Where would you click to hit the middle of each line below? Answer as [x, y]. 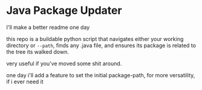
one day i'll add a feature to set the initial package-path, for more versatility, [101, 75]
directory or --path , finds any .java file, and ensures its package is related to [101, 45]
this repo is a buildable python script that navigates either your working [95, 39]
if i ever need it [25, 82]
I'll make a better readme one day [48, 27]
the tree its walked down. [38, 51]
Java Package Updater [64, 11]
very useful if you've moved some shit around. [64, 63]
